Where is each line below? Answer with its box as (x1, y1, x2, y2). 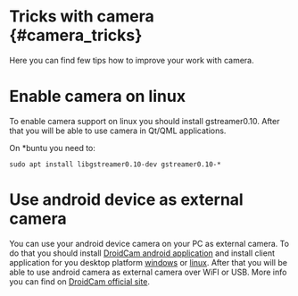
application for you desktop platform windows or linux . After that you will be (9, 257, 288, 267)
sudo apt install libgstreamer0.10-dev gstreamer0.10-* (9, 159, 221, 169)
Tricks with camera (9, 6, 154, 27)
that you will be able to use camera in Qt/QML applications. (9, 125, 227, 136)
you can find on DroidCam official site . (9, 275, 150, 287)
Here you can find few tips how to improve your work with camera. (9, 55, 254, 65)
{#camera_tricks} (9, 25, 143, 46)
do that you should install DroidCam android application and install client (9, 248, 275, 258)
